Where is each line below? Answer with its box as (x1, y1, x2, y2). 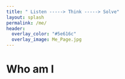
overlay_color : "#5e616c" (11, 31, 77, 37)
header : (6, 25, 26, 32)
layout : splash (6, 14, 44, 20)
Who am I (6, 62, 54, 76)
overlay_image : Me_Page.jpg (11, 37, 82, 42)
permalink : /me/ (6, 20, 47, 26)
